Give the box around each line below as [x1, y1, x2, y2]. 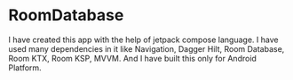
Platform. [8, 62, 42, 73]
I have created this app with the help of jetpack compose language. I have [8, 34, 279, 45]
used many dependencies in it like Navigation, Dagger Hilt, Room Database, [8, 43, 285, 54]
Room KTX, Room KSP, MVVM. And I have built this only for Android [8, 53, 257, 63]
